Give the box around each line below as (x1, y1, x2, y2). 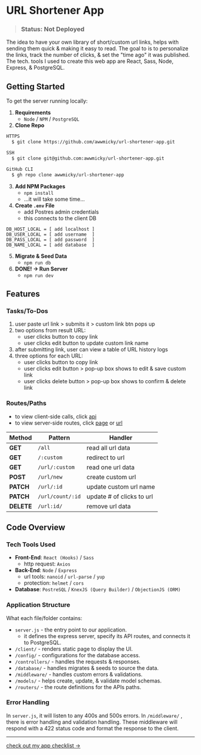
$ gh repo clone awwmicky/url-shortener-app (11, 172, 124, 178)
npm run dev (23, 272, 54, 279)
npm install (23, 190, 54, 196)
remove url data (86, 502, 131, 510)
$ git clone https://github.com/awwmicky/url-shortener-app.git (11, 139, 175, 145)
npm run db (23, 260, 51, 266)
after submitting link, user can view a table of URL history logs (14, 346, 169, 353)
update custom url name (86, 482, 156, 491)
